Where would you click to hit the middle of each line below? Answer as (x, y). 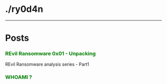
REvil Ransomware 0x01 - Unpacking (50, 54)
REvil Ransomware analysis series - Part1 (47, 64)
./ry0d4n (24, 9)
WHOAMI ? (19, 77)
